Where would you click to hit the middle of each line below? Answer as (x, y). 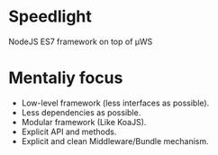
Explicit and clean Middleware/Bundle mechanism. (115, 141)
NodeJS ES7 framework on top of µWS (81, 41)
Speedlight (50, 17)
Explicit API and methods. (69, 132)
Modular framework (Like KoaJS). (84, 122)
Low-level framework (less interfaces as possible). (115, 103)
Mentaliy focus (66, 78)
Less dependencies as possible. (81, 112)
